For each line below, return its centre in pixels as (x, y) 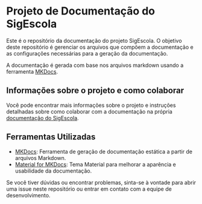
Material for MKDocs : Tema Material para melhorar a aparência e (95, 164)
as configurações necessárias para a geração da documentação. (87, 53)
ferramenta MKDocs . (32, 71)
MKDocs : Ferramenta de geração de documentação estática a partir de (104, 151)
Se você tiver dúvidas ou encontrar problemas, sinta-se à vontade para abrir (101, 182)
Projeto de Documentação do (81, 11)
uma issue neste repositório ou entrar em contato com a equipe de (89, 189)
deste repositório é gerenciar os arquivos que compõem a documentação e (100, 47)
